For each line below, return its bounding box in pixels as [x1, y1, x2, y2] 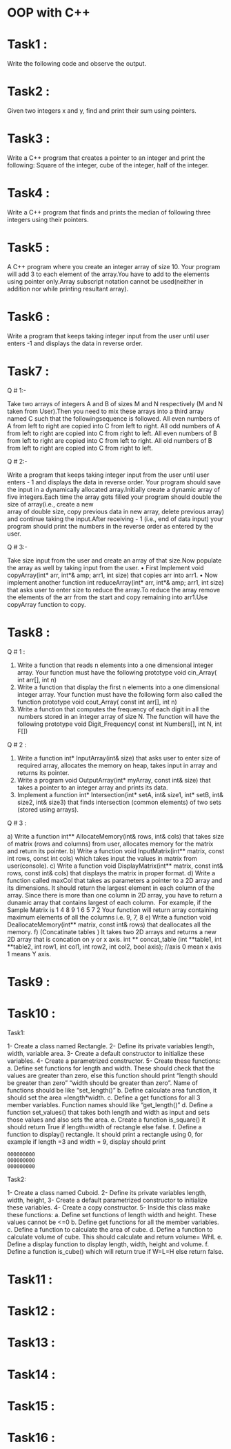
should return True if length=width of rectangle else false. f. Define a [7, 1122, 202, 1131]
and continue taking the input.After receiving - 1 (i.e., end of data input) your [7, 514, 224, 523]
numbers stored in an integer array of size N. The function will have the [17, 712, 220, 720]
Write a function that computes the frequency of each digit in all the [17, 704, 210, 713]
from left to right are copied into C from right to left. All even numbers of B [7, 429, 217, 437]
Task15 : [7, 1398, 55, 1414]
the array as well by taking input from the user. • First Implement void [7, 563, 204, 572]
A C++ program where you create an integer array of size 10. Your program [7, 262, 221, 271]
